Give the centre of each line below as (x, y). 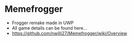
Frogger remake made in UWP (43, 23)
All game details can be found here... (49, 28)
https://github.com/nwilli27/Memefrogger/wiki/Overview (69, 33)
